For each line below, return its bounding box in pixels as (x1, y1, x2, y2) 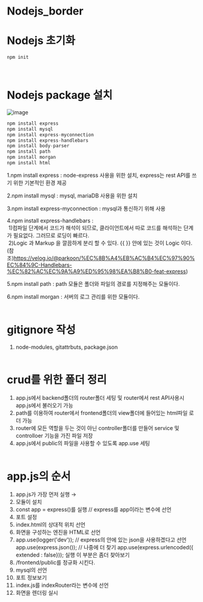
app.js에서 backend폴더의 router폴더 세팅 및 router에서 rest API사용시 (15, 394, 185, 401)
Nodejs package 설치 (7, 88, 113, 102)
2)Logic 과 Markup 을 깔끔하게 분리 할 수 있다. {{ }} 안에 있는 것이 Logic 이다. (8, 239, 193, 246)
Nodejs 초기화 (7, 34, 76, 48)
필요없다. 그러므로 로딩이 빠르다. (13, 231, 90, 239)
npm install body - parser (7, 143, 70, 149)
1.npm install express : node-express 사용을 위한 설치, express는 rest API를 (7, 171, 191, 179)
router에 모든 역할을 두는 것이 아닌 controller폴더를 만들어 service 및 (15, 424, 179, 431)
